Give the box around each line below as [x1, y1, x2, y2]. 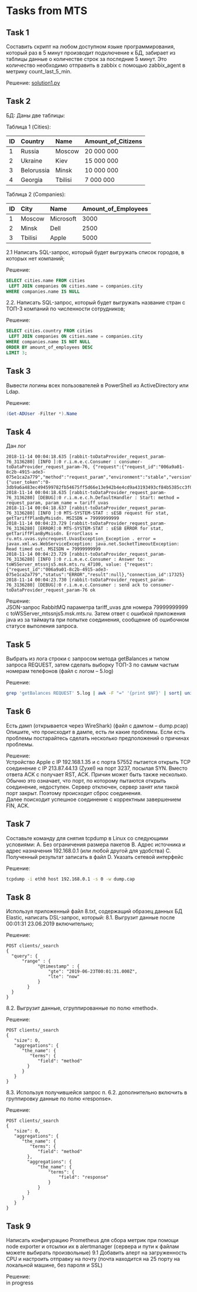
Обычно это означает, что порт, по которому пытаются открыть [6, 777, 167, 784]
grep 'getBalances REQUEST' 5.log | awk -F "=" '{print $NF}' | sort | [6, 691, 182, 696]
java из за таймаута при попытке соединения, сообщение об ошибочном [6, 616, 189, 623]
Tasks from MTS [6, 4, 88, 18]
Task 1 [6, 28, 29, 38]
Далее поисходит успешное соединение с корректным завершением [6, 796, 181, 803]
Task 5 [6, 640, 31, 650]
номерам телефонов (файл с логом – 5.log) [6, 668, 114, 675]
